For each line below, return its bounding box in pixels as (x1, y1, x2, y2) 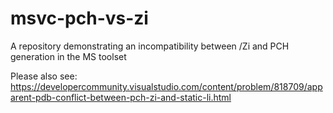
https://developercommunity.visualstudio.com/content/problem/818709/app (10, 80, 323, 92)
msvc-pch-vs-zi (10, 7, 149, 30)
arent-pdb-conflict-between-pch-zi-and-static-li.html (10, 91, 232, 103)
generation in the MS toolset (10, 50, 127, 62)
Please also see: (10, 70, 78, 82)
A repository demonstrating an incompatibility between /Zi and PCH (10, 40, 290, 52)
